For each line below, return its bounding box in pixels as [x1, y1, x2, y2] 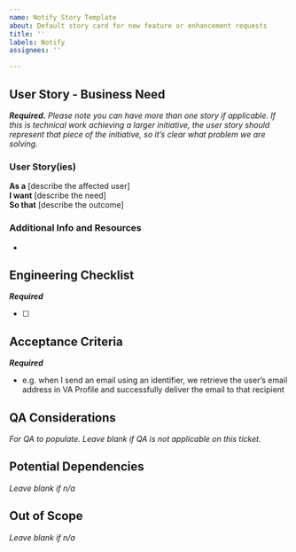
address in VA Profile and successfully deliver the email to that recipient [21, 384, 285, 395]
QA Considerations [9, 410, 117, 425]
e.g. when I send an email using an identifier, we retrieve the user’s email [21, 375, 288, 386]
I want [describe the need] [9, 190, 106, 201]
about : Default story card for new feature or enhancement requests [9, 21, 268, 30]
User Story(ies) [9, 161, 77, 173]
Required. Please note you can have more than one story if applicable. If [9, 110, 277, 121]
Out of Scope [9, 509, 83, 524]
